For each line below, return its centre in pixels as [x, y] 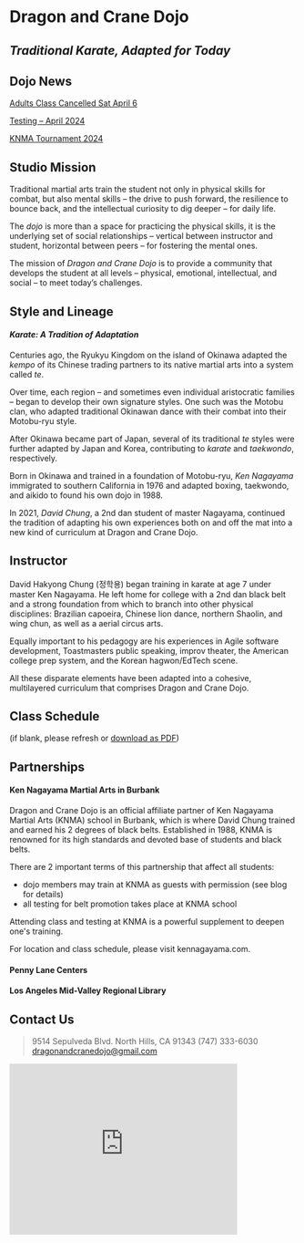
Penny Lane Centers [49, 969]
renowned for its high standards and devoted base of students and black [146, 840]
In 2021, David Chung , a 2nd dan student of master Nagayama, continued [147, 513]
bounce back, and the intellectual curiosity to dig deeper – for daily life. [142, 209]
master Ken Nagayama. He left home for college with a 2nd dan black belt [148, 594]
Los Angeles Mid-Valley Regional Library [88, 990]
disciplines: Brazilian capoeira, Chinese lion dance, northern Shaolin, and [146, 614]
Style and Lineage [61, 311]
